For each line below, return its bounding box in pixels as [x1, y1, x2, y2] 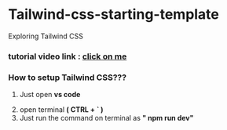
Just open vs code [19, 90, 81, 99]
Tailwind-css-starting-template [8, 5, 220, 23]
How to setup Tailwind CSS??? [8, 72, 127, 83]
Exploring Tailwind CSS [8, 31, 84, 41]
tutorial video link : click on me [8, 51, 127, 62]
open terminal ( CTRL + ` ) [19, 105, 104, 114]
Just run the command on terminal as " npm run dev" [19, 114, 194, 123]
